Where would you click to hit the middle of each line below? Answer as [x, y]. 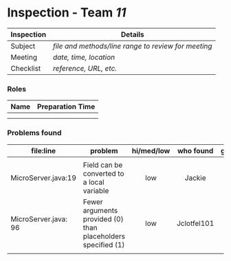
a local [93, 182]
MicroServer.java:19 [44, 178]
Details [132, 34]
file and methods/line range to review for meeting [132, 46]
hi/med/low [151, 150]
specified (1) [104, 245]
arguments [100, 210]
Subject [23, 46]
